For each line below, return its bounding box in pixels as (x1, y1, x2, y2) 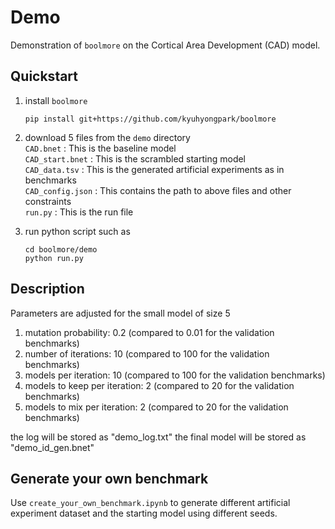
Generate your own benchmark (10, 470, 209, 487)
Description (10, 281, 85, 298)
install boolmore (24, 94, 88, 106)
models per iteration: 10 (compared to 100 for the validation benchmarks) (24, 369, 326, 381)
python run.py (24, 253, 84, 263)
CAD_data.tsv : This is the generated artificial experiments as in (24, 163, 285, 175)
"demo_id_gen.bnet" (10, 441, 95, 453)
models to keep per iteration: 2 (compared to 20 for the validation (24, 379, 295, 391)
